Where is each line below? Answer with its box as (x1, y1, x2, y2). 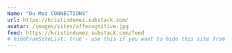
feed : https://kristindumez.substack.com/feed (7, 29, 144, 36)
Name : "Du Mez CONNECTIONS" (7, 10, 89, 17)
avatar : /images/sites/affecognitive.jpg (7, 23, 129, 30)
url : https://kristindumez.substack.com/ (7, 17, 129, 23)
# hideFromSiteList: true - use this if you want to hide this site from (7, 36, 226, 43)
